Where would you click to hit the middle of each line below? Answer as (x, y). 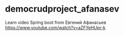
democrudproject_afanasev (62, 9)
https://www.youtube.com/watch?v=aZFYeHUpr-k (55, 27)
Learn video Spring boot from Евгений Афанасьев (56, 22)
